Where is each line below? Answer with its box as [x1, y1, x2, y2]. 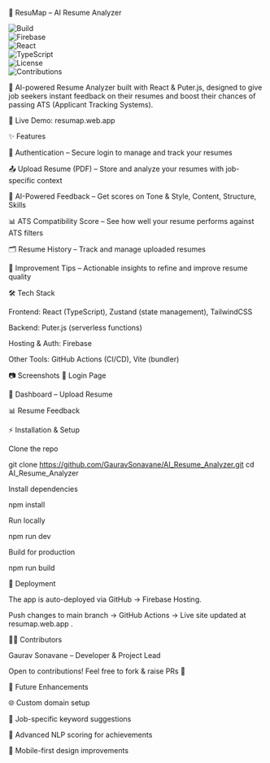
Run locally [8, 515, 46, 525]
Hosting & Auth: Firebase [8, 339, 92, 348]
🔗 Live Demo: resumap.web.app [8, 116, 115, 125]
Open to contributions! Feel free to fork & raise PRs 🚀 [8, 666, 185, 676]
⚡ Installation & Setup [8, 425, 80, 435]
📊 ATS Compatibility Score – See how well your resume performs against [8, 217, 255, 226]
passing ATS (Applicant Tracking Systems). [8, 100, 154, 109]
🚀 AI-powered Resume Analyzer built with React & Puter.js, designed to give [8, 82, 263, 92]
